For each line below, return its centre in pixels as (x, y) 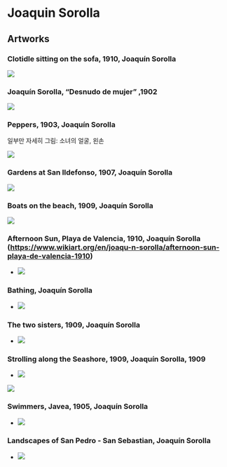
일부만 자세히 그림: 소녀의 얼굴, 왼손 (56, 141)
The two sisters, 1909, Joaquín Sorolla (74, 325)
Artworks (29, 39)
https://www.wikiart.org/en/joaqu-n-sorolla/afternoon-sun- (115, 247)
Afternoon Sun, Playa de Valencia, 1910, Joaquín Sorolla (104, 238)
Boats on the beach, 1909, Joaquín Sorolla (81, 205)
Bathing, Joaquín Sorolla (50, 290)
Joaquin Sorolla (54, 13)
